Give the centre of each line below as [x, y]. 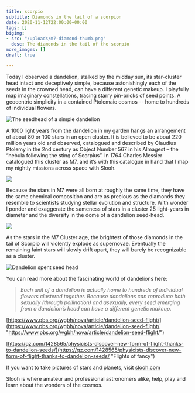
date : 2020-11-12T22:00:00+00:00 [47, 22]
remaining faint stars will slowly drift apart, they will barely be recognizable [96, 250]
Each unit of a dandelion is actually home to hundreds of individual [102, 289]
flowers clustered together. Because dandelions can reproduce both [103, 296]
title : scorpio [25, 11]
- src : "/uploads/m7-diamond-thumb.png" [56, 39]
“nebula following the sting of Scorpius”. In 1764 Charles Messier [84, 155]
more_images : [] [26, 50]
